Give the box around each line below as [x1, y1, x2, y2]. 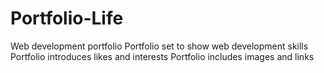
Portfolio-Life [10, 7, 124, 30]
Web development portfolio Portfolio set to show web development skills [10, 40, 309, 52]
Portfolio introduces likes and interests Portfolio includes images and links [10, 50, 315, 62]
